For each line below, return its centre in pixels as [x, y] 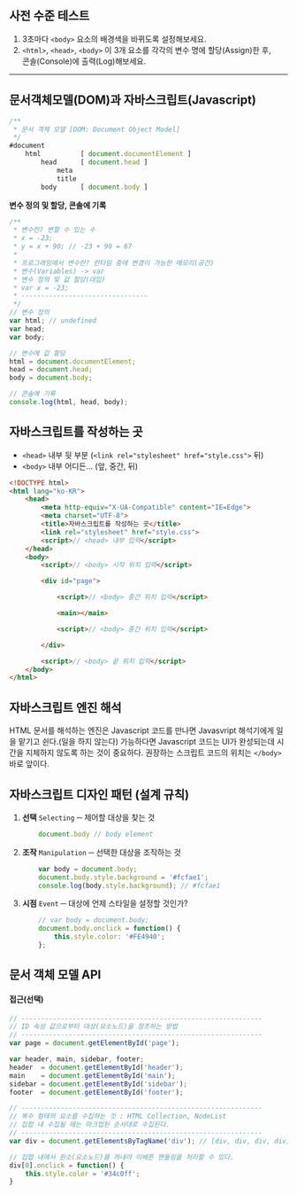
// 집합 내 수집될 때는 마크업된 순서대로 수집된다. [90, 1125]
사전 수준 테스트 [49, 16]
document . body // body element [96, 834]
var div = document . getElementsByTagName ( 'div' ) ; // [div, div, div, [140, 1141]
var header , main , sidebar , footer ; [76, 1059]
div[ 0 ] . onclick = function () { [67, 1165]
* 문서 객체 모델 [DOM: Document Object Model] [97, 129]
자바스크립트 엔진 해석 [65, 707]
